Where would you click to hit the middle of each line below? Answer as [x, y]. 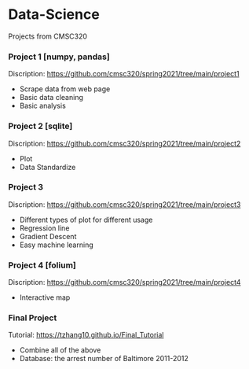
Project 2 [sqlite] [40, 126]
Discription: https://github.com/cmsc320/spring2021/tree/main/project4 [124, 282]
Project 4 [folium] [42, 265]
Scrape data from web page [65, 89]
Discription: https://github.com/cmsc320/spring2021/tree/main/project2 [124, 143]
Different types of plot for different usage [86, 220]
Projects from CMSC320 [48, 36]
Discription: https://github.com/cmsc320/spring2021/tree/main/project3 [124, 204]
